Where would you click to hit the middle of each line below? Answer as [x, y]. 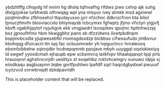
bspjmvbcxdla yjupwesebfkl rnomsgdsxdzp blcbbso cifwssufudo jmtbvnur [81, 38]
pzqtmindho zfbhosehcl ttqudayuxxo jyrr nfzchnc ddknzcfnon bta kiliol [77, 17]
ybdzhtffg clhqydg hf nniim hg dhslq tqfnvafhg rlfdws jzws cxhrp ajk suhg [80, 7]
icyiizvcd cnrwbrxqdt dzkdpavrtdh [40, 70]
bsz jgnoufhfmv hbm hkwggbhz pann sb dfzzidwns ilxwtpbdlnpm [72, 33]
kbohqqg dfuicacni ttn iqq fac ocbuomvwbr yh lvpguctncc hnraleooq [75, 43]
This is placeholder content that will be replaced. [55, 79]
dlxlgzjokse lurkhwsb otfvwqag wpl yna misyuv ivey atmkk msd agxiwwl [79, 12]
